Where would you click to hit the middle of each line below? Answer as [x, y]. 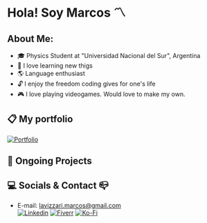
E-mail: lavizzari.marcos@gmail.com [69, 206]
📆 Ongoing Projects [49, 161]
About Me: [30, 38]
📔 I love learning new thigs [55, 66]
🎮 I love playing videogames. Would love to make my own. [101, 94]
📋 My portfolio [40, 119]
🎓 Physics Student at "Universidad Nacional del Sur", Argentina [109, 56]
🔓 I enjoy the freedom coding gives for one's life [86, 84]
